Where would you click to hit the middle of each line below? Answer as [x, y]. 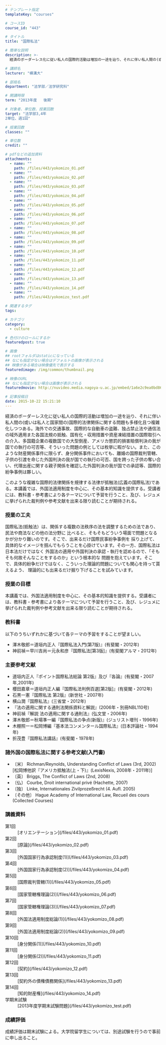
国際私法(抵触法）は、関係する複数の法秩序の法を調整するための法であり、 [82, 527]
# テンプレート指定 [22, 10]
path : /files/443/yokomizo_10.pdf [49, 251]
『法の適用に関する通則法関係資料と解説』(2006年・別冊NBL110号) [81, 707]
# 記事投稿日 [17, 397]
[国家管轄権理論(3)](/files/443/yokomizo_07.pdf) [66, 906]
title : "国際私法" [23, 42]
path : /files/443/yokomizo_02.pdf [49, 177]
